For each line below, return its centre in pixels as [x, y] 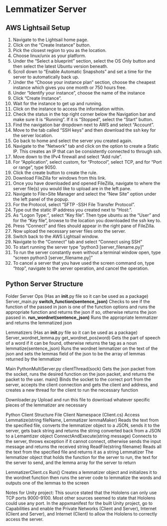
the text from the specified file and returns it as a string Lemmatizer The [80, 452]
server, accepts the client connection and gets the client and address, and [82, 384]
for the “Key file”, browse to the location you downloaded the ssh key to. [87, 220]
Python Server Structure [45, 284]
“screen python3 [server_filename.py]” [53, 258]
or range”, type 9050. [35, 167]
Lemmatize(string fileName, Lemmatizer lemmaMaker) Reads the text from [82, 420]
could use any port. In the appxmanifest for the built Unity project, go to [79, 503]
